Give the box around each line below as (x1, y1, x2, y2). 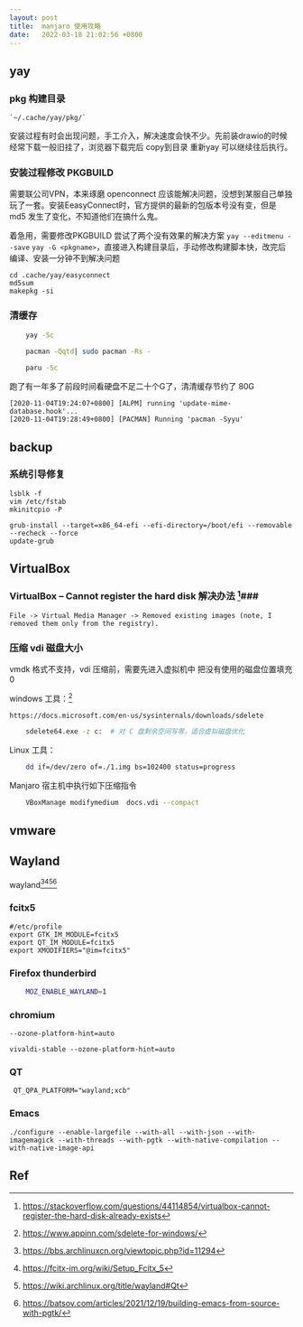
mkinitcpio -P (9, 505, 63, 514)
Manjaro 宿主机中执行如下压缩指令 (9, 780, 137, 790)
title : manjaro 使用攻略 (9, 22, 102, 31)
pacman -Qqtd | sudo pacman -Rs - (25, 347, 151, 357)
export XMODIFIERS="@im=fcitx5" (9, 946, 131, 955)
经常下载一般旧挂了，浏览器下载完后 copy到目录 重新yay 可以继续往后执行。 (9, 142, 293, 153)
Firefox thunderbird (9, 967, 97, 979)
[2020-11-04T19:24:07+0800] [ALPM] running (9, 399, 176, 408)
